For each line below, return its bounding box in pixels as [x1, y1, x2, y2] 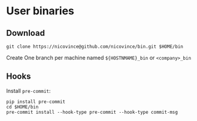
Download [6, 28, 45, 38]
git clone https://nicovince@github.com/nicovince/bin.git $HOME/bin [6, 44, 184, 49]
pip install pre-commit [6, 98, 66, 105]
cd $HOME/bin [6, 104, 39, 110]
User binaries [6, 4, 75, 18]
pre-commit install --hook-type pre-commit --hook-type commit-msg [6, 109, 178, 115]
